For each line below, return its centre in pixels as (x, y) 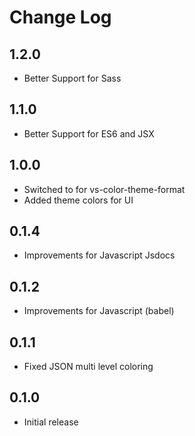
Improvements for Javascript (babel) (99, 311)
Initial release (51, 422)
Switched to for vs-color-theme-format (104, 189)
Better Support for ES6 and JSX (89, 133)
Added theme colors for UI (78, 200)
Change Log (60, 17)
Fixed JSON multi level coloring (88, 367)
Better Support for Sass (72, 78)
